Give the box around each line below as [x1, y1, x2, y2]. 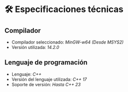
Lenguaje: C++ [11, 71, 42, 77]
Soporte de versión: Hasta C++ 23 [11, 81, 81, 87]
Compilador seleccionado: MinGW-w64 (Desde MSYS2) [11, 39, 124, 45]
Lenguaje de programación [4, 59, 88, 67]
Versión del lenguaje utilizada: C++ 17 [11, 76, 87, 82]
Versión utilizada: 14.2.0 [11, 45, 59, 50]
